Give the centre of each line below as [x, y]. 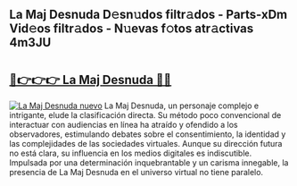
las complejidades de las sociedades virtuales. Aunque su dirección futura [146, 144]
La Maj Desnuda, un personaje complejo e [181, 106]
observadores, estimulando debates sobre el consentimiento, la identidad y [148, 134]
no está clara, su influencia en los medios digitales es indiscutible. [131, 153]
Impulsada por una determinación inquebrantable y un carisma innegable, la [149, 163]
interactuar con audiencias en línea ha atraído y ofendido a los [124, 125]
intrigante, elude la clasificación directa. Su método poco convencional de [145, 115]
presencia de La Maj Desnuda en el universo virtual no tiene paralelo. [136, 172]
